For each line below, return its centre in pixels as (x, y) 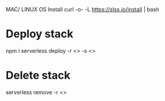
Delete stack (38, 75)
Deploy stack (40, 34)
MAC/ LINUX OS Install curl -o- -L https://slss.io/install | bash (82, 9)
